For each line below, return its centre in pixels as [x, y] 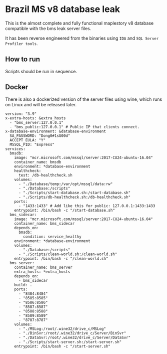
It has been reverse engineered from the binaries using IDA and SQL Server [82, 38]
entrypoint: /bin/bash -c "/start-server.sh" [62, 346]
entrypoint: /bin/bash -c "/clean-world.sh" [61, 258]
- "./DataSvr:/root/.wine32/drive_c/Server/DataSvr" [74, 337]
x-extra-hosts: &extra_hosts [35, 118]
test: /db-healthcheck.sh [45, 175]
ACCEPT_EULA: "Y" [28, 140]
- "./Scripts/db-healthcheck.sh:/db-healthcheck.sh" [74, 197]
